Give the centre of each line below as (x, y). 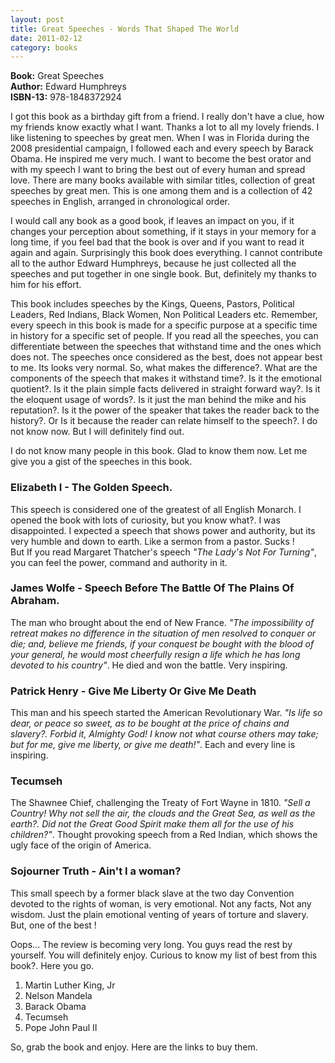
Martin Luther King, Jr (70, 985)
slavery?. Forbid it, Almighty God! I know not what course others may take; (164, 734)
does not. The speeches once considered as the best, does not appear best (166, 357)
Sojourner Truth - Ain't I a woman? (96, 871)
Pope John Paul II (61, 1027)
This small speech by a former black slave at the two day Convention (152, 893)
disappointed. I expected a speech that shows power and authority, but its (163, 530)
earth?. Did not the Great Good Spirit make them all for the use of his (152, 824)
